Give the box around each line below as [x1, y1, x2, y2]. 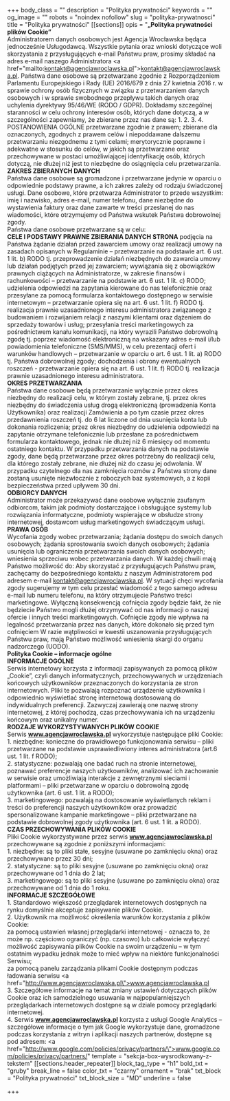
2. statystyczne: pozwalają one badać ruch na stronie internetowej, [7, 759, 197, 767]
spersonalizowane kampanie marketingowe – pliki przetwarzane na [7, 810, 197, 819]
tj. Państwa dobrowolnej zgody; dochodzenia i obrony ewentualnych [7, 357, 200, 365]
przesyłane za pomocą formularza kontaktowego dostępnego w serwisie [7, 291, 213, 299]
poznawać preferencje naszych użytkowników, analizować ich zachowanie [7, 767, 219, 775]
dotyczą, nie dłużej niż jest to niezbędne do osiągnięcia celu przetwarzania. [7, 160, 221, 167]
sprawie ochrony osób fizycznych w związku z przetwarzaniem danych [7, 86, 209, 94]
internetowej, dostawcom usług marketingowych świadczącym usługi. [7, 518, 205, 526]
